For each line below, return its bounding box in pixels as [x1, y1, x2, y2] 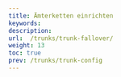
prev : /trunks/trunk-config [8, 57, 103, 65]
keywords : [8, 19, 42, 27]
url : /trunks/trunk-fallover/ [8, 34, 114, 43]
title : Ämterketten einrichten [8, 11, 114, 20]
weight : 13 [8, 42, 45, 50]
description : [8, 26, 52, 34]
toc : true [8, 49, 42, 57]
